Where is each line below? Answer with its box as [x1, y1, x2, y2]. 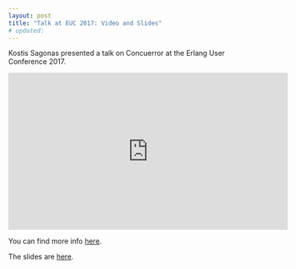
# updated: [8, 26, 45, 34]
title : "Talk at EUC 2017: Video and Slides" [8, 19, 162, 27]
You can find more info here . [8, 236, 102, 246]
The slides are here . [8, 252, 74, 262]
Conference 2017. [8, 57, 66, 66]
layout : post [8, 11, 52, 20]
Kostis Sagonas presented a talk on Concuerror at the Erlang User [8, 49, 225, 58]
